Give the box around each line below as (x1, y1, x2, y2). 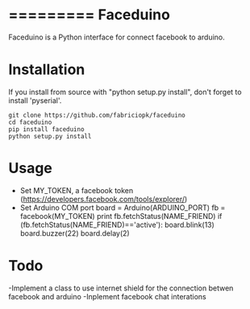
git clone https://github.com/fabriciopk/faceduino (8, 111, 185, 119)
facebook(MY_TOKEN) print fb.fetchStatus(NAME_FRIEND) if (19, 211, 223, 220)
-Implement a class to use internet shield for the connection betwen (8, 283, 234, 293)
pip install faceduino (8, 125, 85, 134)
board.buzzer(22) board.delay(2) (19, 228, 131, 238)
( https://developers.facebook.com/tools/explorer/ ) (19, 194, 188, 204)
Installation (8, 60, 85, 79)
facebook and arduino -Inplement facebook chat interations (8, 291, 207, 301)
